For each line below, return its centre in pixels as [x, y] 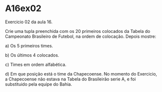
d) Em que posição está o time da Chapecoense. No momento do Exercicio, [81, 74]
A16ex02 [23, 8]
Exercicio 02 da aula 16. [29, 22]
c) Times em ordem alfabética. [36, 64]
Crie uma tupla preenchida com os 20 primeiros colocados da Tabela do [78, 31]
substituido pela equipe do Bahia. [39, 84]
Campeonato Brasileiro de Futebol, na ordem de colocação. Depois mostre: [81, 36]
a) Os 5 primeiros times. [29, 46]
